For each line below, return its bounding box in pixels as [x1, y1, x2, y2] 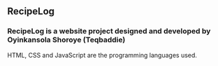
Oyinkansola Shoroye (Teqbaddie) [7, 35, 126, 44]
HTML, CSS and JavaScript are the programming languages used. [7, 51, 198, 59]
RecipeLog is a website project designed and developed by [7, 26, 211, 36]
